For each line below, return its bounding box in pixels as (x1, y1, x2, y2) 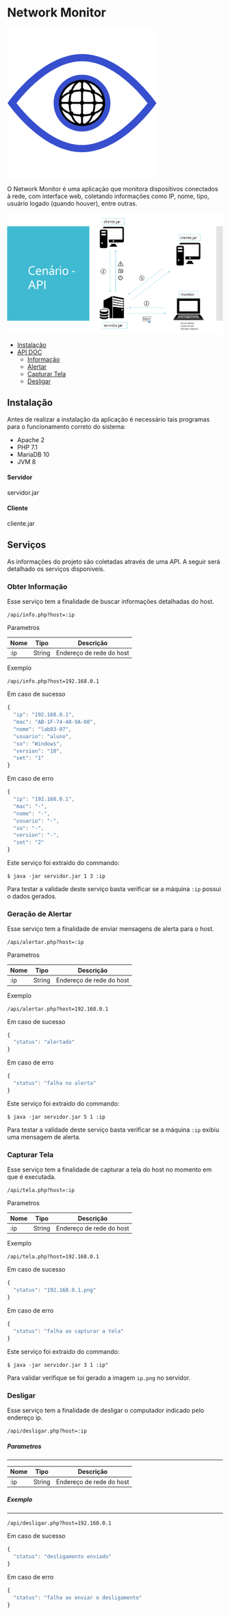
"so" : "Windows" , (13, 740, 63, 747)
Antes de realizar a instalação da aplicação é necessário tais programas (7, 415, 210, 423)
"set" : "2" (13, 839, 44, 846)
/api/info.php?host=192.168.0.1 (7, 678, 99, 685)
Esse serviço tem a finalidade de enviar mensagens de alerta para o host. (7, 925, 214, 933)
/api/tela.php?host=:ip (7, 1187, 75, 1194)
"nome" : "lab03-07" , (13, 725, 72, 733)
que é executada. (7, 1173, 56, 1181)
